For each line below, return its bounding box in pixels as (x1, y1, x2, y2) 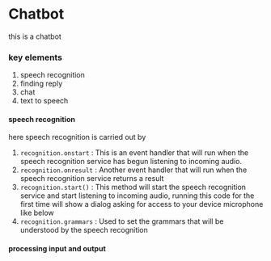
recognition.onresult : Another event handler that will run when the (19, 165, 248, 175)
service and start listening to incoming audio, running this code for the (19, 191, 255, 200)
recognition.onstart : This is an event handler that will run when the (19, 148, 249, 158)
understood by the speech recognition (19, 225, 148, 235)
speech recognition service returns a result (19, 174, 164, 183)
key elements (8, 52, 63, 63)
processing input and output (8, 244, 107, 254)
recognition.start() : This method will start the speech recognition (19, 183, 247, 192)
